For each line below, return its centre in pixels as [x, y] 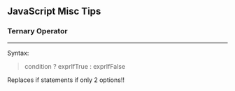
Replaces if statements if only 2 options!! [66, 80]
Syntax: [18, 53]
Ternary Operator [37, 31]
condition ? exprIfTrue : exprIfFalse [75, 66]
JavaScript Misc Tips [54, 11]
